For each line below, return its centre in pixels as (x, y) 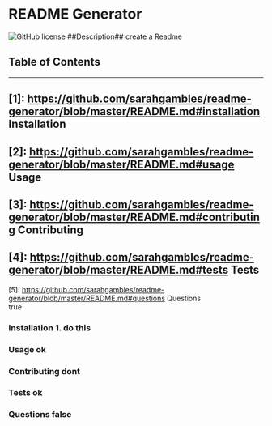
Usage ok (28, 349)
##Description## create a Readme (125, 36)
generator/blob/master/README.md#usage (121, 164)
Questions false (40, 415)
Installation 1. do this (50, 327)
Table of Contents (55, 62)
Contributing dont (45, 371)
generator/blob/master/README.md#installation (134, 111)
